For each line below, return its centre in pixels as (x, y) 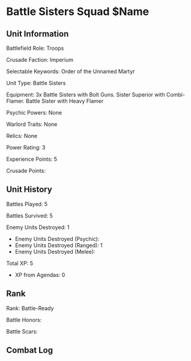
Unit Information (38, 34)
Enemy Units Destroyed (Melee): (55, 251)
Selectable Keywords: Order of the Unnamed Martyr (71, 71)
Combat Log (29, 351)
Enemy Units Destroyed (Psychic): (57, 239)
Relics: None (22, 136)
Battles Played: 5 (27, 204)
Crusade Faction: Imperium (40, 60)
